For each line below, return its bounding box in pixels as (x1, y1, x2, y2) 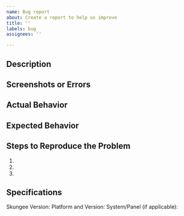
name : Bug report (6, 8, 50, 15)
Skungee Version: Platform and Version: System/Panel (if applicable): (6, 203, 178, 211)
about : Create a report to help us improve (6, 14, 118, 21)
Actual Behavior (6, 100, 68, 110)
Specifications (6, 187, 62, 197)
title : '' (6, 20, 31, 26)
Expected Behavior (6, 120, 80, 130)
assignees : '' (6, 31, 42, 37)
